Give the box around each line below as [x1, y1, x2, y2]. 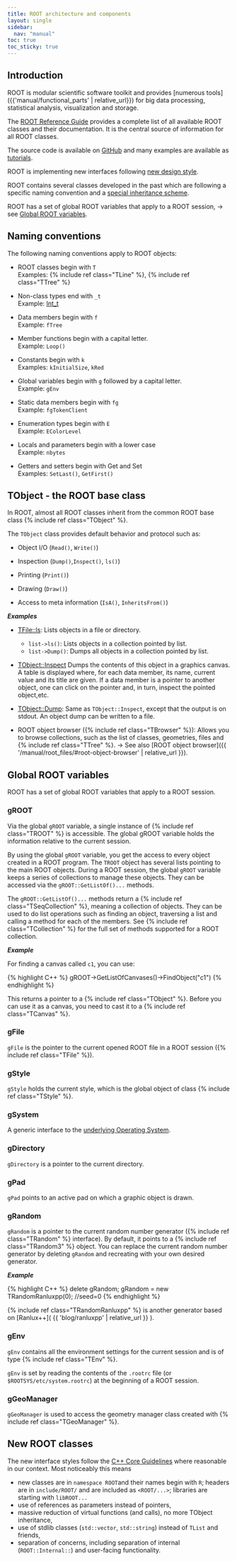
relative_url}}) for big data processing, [94, 96, 205, 104]
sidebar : [7, 23, 33, 30]
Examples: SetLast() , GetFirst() [17, 469, 114, 478]
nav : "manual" [13, 30, 55, 38]
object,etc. [17, 691, 50, 699]
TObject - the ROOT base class [7, 490, 146, 502]
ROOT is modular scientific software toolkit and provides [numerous [7, 88, 205, 96]
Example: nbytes [17, 448, 66, 456]
